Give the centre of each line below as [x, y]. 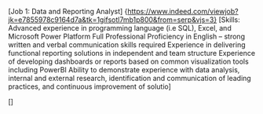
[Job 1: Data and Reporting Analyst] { [68, 11]
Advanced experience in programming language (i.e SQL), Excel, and [120, 28]
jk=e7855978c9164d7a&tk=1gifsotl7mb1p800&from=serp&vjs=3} [113, 20]
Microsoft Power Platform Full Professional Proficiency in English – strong [127, 36]
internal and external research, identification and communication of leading [130, 78]
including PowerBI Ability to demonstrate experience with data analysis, [124, 70]
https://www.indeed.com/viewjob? [183, 11]
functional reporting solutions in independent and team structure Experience [132, 53]
